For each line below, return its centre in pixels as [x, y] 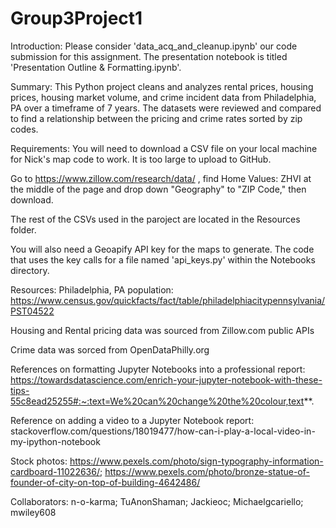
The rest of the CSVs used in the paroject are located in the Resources [155, 219]
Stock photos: [39, 461]
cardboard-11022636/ [55, 471]
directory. [30, 270]
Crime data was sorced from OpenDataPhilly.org [110, 349]
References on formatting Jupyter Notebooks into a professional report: [158, 369]
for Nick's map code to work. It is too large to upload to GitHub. [141, 159]
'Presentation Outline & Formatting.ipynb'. [96, 67]
